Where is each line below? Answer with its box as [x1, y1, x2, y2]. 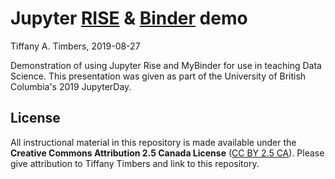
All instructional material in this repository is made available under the [10, 136, 297, 148]
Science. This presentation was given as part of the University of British [10, 70, 307, 82]
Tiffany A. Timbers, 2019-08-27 [10, 40, 141, 52]
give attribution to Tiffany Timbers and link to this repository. [10, 157, 260, 169]
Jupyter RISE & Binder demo [10, 7, 248, 30]
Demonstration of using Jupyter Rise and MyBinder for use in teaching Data [10, 59, 322, 71]
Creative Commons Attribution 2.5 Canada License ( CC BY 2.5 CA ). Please [10, 147, 325, 159]
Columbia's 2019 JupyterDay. [10, 80, 132, 92]
